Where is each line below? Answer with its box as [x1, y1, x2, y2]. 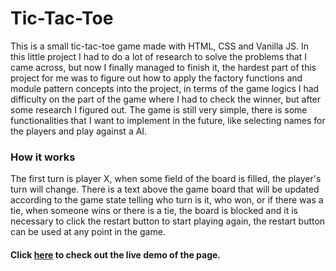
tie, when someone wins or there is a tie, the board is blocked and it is [10, 205, 298, 217]
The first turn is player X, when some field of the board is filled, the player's [10, 173, 322, 185]
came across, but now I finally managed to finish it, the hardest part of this [10, 61, 317, 73]
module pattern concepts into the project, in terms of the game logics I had [10, 82, 320, 94]
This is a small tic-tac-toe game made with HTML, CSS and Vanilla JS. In [10, 40, 310, 52]
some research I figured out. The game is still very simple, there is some [10, 103, 308, 116]
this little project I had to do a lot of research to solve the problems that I [10, 50, 308, 62]
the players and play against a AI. [10, 125, 148, 137]
